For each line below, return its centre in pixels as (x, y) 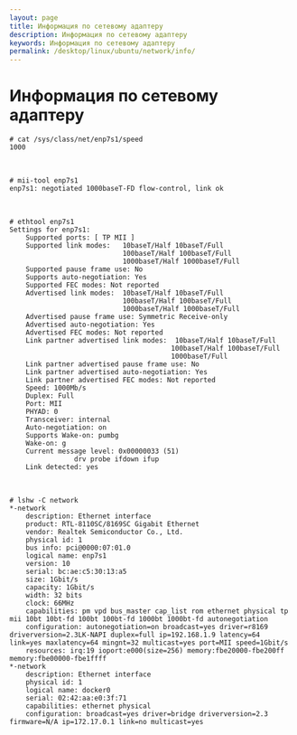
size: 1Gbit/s (52, 580)
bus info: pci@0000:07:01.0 (78, 548)
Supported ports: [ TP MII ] (80, 238)
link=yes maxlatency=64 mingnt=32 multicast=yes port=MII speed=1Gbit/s (149, 643)
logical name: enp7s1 (66, 556)
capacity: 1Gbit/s (60, 588)
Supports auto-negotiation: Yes (86, 278)
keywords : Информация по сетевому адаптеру (93, 43)
